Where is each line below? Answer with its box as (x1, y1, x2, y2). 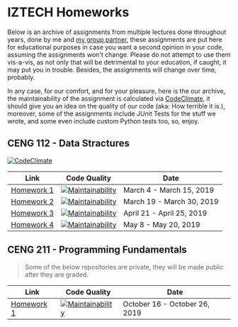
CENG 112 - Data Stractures (7, 138, 130, 150)
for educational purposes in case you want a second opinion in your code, (7, 43, 225, 51)
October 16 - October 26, (123, 299, 210, 309)
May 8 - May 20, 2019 (123, 219, 200, 229)
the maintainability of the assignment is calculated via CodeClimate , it (7, 94, 210, 103)
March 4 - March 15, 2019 (123, 185, 215, 195)
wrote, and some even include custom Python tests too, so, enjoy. (7, 116, 200, 125)
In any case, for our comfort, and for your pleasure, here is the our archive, (7, 87, 226, 95)
